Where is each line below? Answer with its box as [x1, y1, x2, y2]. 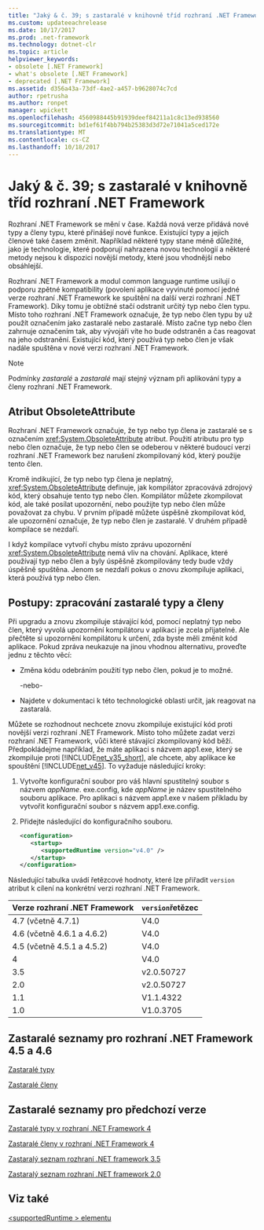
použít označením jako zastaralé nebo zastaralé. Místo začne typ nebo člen [8, 318, 253, 328]
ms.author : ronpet [8, 99, 68, 107]
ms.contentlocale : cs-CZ [8, 135, 90, 144]
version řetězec [141, 902, 199, 913]
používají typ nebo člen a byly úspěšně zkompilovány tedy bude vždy [8, 556, 233, 566]
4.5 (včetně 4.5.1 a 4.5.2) [12, 941, 108, 952]
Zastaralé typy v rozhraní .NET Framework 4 [8, 1123, 152, 1133]
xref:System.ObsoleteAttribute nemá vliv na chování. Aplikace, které [8, 548, 229, 558]
